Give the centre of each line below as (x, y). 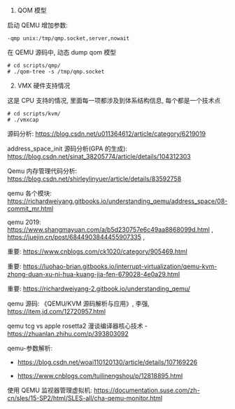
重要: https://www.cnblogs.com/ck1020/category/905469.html (97, 251)
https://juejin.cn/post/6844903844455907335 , (76, 237)
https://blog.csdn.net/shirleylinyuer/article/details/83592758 (94, 179)
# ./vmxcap (23, 120)
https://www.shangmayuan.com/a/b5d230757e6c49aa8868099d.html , (110, 229)
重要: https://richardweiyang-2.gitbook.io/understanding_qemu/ (99, 289)
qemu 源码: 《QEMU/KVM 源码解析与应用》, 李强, (79, 304)
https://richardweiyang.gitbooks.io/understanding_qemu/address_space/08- (117, 201)
